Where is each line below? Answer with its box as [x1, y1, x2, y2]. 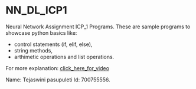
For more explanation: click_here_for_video [5, 64, 110, 71]
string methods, [14, 47, 53, 54]
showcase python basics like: [5, 29, 77, 36]
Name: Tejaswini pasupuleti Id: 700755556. [5, 76, 110, 83]
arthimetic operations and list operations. [14, 53, 115, 60]
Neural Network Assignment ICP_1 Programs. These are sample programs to [5, 23, 191, 30]
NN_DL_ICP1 [5, 4, 67, 17]
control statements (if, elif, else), [14, 41, 93, 48]
